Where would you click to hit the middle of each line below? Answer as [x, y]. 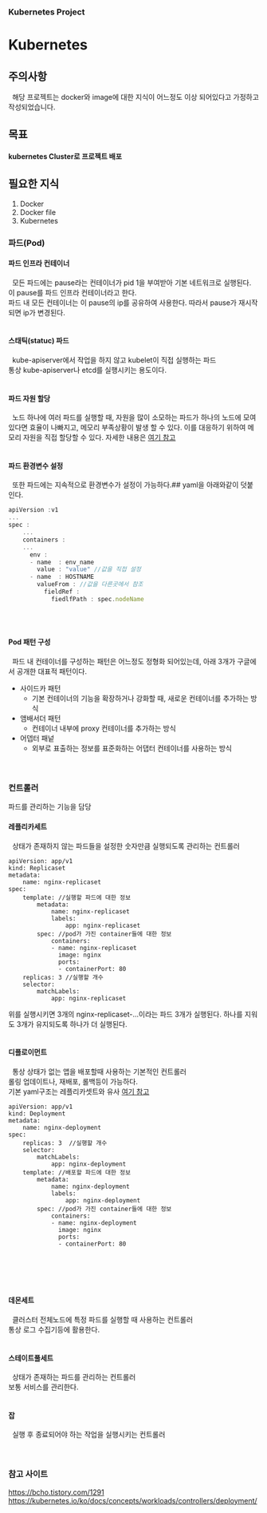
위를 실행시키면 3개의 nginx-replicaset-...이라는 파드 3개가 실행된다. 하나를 [126, 1014]
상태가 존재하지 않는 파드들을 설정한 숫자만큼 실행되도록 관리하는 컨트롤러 [126, 846]
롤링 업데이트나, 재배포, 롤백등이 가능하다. [73, 1081]
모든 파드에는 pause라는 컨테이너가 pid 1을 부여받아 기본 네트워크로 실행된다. [132, 283]
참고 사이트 [28, 1474]
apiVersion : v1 [33, 510]
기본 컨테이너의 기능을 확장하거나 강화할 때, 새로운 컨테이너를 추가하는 [140, 699]
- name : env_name [61, 562]
